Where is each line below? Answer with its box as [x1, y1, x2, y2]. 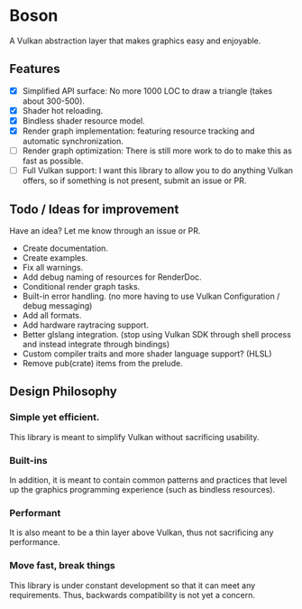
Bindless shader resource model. [22, 115, 146, 126]
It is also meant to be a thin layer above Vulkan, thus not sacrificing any [9, 527, 274, 538]
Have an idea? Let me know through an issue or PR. [9, 225, 201, 235]
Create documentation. [22, 243, 108, 254]
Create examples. [22, 252, 88, 263]
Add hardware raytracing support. [22, 319, 149, 330]
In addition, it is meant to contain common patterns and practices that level [9, 475, 288, 485]
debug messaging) [22, 300, 93, 311]
